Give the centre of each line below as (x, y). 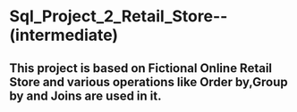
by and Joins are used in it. (86, 96)
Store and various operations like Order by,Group (148, 82)
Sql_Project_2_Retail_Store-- (119, 16)
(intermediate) (64, 35)
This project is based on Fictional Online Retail (141, 68)
